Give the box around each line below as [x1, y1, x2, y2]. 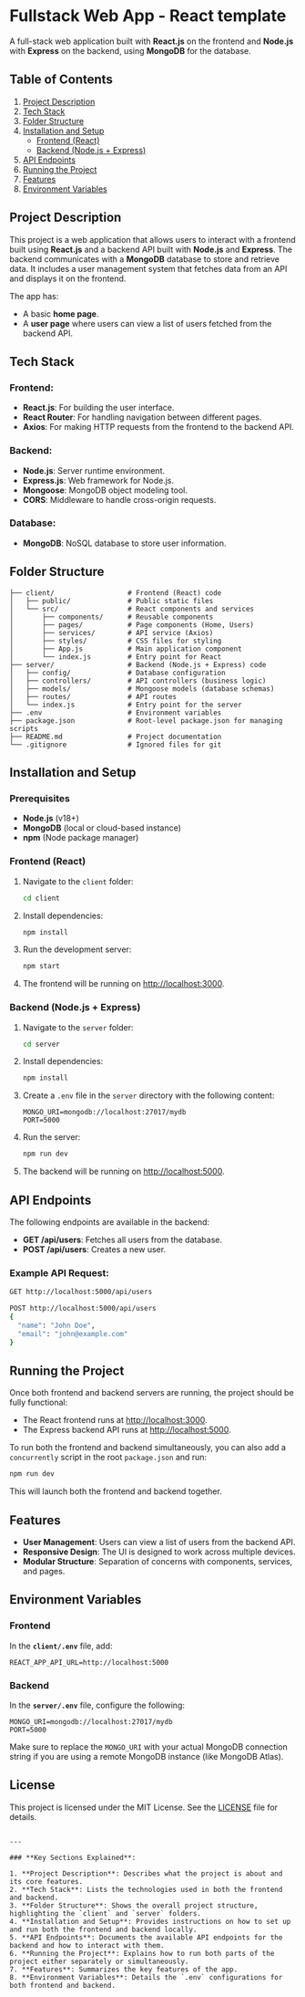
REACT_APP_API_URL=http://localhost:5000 [9, 1657, 169, 1667]
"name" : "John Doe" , [17, 1321, 96, 1330]
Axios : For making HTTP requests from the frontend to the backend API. [22, 422, 294, 433]
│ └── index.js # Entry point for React [9, 652, 222, 662]
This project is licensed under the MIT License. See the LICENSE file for [9, 1802, 279, 1813]
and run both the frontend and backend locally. [9, 1925, 198, 1934]
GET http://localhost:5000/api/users [9, 1288, 153, 1297]
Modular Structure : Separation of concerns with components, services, [22, 1556, 293, 1567]
